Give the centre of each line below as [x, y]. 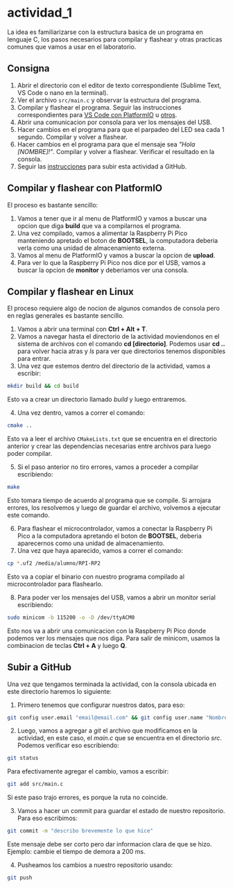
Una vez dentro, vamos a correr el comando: [81, 413]
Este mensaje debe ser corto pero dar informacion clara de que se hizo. [110, 844]
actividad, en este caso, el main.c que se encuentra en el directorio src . [119, 738]
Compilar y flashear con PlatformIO [85, 188]
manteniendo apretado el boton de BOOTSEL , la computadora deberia [118, 240]
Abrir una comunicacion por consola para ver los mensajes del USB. [114, 122]
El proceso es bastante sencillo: [53, 205]
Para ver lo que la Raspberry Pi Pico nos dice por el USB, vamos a [111, 262]
